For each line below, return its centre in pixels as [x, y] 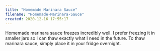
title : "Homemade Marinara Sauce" [42, 10]
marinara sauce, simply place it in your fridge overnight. [63, 44]
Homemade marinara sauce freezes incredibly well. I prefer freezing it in [80, 33]
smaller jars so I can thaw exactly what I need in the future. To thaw [75, 38]
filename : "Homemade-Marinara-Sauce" [45, 14]
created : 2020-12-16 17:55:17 [37, 19]
